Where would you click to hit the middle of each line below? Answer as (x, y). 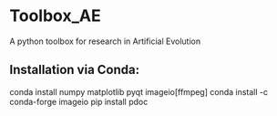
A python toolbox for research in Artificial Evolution (105, 41)
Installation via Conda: (74, 70)
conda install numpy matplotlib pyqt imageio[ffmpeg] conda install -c (139, 91)
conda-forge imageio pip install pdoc (79, 101)
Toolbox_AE (56, 16)
